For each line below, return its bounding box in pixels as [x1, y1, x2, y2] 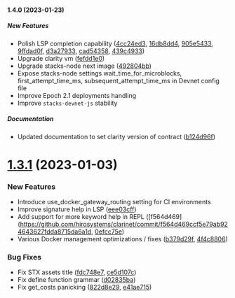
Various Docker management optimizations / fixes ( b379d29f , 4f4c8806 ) [17, 235, 228, 243]
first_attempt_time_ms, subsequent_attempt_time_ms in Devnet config [17, 76, 220, 85]
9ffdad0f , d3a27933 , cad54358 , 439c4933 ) [17, 46, 145, 55]
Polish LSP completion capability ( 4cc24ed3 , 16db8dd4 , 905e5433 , [17, 39, 214, 48]
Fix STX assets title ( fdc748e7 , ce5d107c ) [17, 268, 137, 276]
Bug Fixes [7, 252, 42, 262]
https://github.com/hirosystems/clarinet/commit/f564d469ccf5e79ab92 [20, 220, 228, 229]
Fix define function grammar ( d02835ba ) [17, 276, 136, 284]
